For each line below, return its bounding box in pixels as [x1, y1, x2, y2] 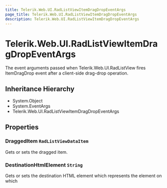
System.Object [12, 98, 43, 104]
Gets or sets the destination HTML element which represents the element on [5, 173, 162, 179]
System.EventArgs [12, 103, 51, 109]
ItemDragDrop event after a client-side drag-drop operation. [5, 70, 129, 76]
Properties [5, 123, 39, 131]
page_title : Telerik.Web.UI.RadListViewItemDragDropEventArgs [5, 12, 137, 17]
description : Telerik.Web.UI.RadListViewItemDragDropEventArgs [5, 16, 140, 21]
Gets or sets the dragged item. [5, 149, 68, 155]
